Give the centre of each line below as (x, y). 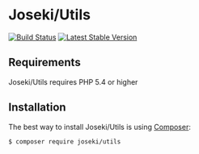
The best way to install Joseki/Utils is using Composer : (100, 127)
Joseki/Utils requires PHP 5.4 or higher (73, 81)
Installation (37, 108)
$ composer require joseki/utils (65, 142)
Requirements (44, 62)
